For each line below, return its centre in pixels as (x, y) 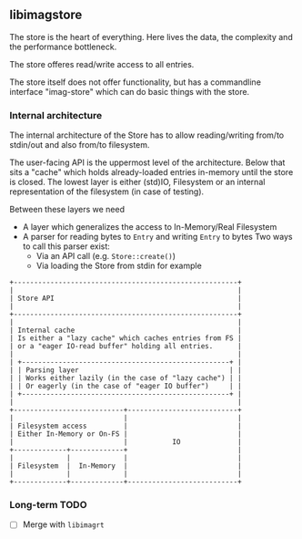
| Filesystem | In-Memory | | (126, 466)
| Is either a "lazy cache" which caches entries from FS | (126, 338)
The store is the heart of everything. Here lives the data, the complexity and (151, 36)
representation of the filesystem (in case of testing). (107, 192)
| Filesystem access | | (126, 426)
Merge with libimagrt (63, 524)
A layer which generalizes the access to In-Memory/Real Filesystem (150, 227)
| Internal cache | (126, 331)
